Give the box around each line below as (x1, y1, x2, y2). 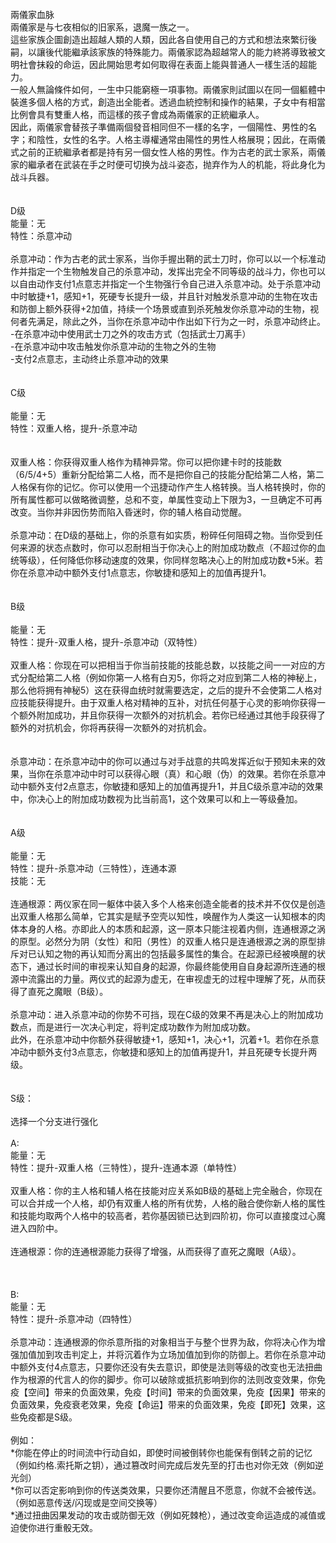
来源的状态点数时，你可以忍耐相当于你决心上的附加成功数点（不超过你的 (18, 542, 317, 553)
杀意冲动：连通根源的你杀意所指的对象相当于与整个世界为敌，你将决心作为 (10, 1336, 317, 1348)
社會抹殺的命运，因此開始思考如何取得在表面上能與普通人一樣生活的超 (18, 59, 308, 70)
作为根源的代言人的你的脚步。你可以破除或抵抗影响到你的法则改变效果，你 (10, 1374, 317, 1385)
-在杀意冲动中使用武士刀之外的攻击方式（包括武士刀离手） (10, 328, 252, 340)
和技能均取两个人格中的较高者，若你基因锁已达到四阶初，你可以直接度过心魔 (10, 1210, 326, 1221)
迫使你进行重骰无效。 (10, 1522, 98, 1533)
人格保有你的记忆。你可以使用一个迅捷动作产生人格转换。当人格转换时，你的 (10, 481, 326, 493)
